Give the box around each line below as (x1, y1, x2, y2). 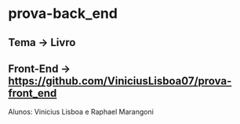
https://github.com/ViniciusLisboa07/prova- (8, 74, 232, 87)
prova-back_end (8, 5, 118, 23)
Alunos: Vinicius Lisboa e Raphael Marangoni (8, 107, 155, 117)
